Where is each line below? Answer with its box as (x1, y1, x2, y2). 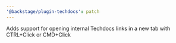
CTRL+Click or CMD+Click (6, 31, 71, 38)
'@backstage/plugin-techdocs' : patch (6, 8, 100, 15)
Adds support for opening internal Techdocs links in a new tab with (6, 25, 171, 32)
